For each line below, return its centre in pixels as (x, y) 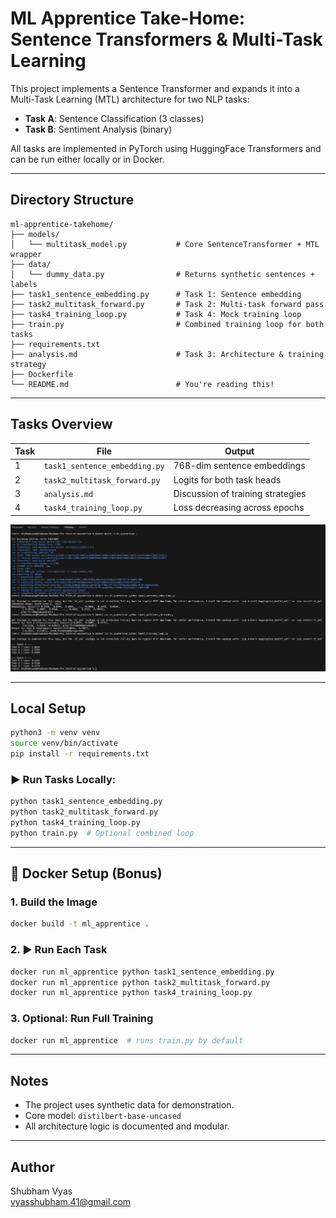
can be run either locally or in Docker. (87, 159)
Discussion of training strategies (240, 493)
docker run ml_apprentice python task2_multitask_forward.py (140, 982)
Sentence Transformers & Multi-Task (166, 39)
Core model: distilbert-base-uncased (103, 1116)
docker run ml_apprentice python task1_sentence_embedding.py (142, 972)
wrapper (26, 254)
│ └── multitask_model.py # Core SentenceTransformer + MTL (165, 244)
